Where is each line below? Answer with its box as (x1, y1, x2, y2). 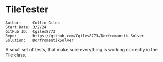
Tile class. (5, 52, 26, 58)
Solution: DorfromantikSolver (5, 38, 74, 43)
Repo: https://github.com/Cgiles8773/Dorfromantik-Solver (5, 33, 144, 38)
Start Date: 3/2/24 (5, 24, 47, 30)
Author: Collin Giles (5, 20, 60, 25)
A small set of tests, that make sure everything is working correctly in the (5, 46, 158, 52)
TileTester (5, 4, 49, 15)
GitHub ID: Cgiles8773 (5, 29, 56, 34)
